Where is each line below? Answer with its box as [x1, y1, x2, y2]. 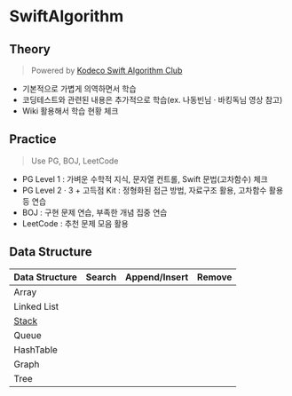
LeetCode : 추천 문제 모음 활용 [21, 218, 129, 228]
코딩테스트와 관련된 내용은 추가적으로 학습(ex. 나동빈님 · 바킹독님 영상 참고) [21, 95, 283, 105]
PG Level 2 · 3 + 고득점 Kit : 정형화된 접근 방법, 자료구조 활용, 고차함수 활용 [21, 185, 284, 195]
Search [85, 271, 117, 283]
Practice [9, 131, 57, 147]
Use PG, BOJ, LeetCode [30, 155, 119, 166]
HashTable [13, 344, 58, 356]
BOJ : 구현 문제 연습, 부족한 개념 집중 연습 [21, 207, 168, 218]
